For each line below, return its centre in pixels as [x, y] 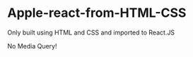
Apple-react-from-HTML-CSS [97, 13]
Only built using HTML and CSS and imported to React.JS [91, 32]
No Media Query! [32, 46]
